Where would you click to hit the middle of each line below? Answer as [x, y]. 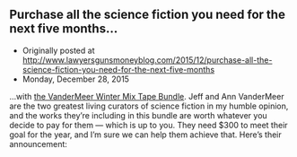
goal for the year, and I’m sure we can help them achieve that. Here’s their [145, 135]
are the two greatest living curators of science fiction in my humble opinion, [149, 106]
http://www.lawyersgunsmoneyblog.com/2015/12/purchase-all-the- [147, 60]
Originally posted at [58, 50]
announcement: [38, 144]
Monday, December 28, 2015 [76, 79]
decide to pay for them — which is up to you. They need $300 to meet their [149, 125]
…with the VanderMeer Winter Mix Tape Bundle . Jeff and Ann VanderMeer [147, 96]
